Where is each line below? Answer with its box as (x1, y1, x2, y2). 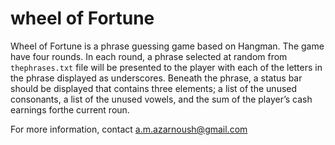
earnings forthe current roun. (10, 103, 130, 116)
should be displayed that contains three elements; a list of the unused (10, 82, 298, 94)
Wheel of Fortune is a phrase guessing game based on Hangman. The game (10, 40, 325, 52)
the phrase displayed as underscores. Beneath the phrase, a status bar (10, 72, 303, 84)
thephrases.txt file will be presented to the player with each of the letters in (10, 61, 323, 73)
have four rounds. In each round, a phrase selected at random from (10, 50, 288, 62)
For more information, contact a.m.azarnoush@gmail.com (10, 123, 248, 135)
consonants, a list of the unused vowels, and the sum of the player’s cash (10, 93, 313, 105)
